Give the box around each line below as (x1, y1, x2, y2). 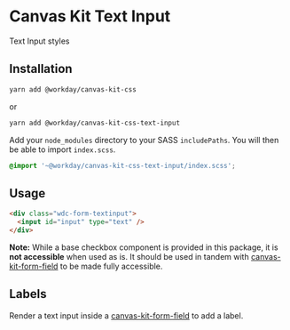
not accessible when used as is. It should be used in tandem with (9, 251, 250, 262)
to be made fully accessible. (59, 261, 163, 271)
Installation (9, 61, 73, 76)
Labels (9, 286, 47, 302)
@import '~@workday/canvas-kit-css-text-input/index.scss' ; (9, 161, 237, 170)
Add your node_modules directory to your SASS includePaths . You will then (9, 134, 279, 145)
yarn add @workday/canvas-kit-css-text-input (9, 118, 180, 127)
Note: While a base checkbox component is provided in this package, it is (9, 242, 278, 253)
